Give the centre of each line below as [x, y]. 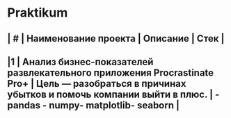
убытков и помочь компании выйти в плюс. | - [113, 94]
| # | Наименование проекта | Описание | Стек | [116, 39]
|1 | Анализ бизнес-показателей [80, 61]
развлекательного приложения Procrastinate [111, 73]
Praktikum [38, 13]
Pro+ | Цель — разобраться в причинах [97, 84]
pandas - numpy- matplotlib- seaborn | [93, 105]
